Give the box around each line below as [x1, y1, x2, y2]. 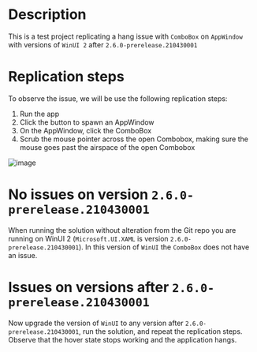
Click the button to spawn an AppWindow [19, 117, 155, 127]
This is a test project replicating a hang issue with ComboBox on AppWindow [8, 32, 243, 41]
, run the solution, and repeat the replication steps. [78, 326, 243, 336]
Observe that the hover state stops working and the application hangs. [8, 335, 237, 344]
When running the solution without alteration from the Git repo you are [8, 225, 237, 234]
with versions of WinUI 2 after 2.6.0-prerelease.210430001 [8, 39, 198, 49]
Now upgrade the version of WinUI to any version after [8, 318, 184, 328]
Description [8, 6, 87, 24]
